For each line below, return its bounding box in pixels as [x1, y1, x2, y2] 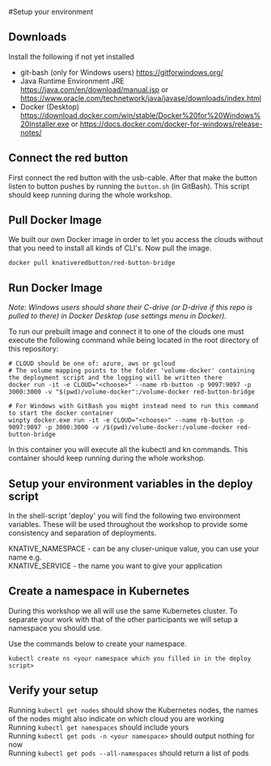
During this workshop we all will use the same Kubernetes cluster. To [8, 606, 238, 615]
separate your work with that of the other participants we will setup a [8, 615, 239, 624]
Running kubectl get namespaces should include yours [8, 722, 189, 732]
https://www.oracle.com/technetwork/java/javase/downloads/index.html [19, 93, 261, 103]
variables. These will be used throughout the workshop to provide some [8, 520, 248, 530]
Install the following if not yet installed [8, 52, 135, 62]
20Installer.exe [19, 119, 70, 129]
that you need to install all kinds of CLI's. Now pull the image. [8, 243, 212, 253]
